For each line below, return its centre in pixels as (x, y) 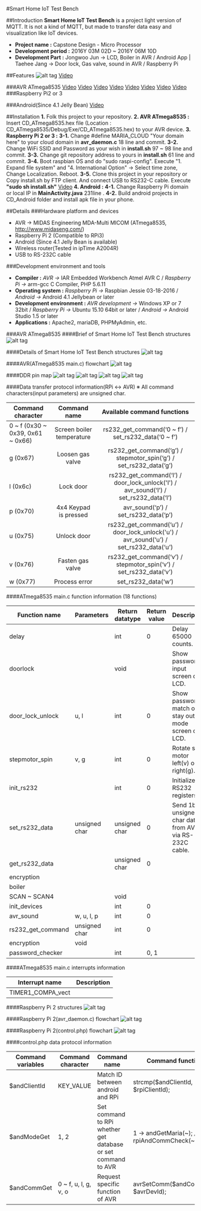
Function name (39, 615)
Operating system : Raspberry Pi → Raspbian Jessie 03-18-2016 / (96, 291)
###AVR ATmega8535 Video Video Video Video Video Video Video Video (97, 87)
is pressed (73, 515)
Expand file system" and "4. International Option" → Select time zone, (92, 168)
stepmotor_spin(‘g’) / (145, 458)
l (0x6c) (20, 486)
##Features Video (40, 75)
